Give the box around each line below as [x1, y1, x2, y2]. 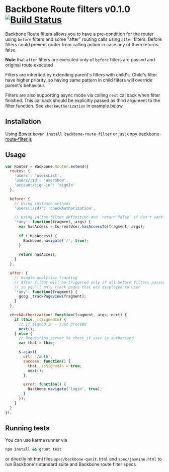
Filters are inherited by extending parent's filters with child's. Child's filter [5, 71, 157, 77]
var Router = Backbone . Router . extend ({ [5, 164, 89, 169]
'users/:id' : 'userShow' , [14, 178, 69, 183]
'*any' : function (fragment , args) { [14, 220, 92, 225]
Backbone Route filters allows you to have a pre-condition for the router [5, 31, 154, 37]
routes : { [10, 168, 30, 174]
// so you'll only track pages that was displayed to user [14, 285, 141, 290]
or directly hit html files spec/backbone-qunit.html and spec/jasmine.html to [5, 456, 162, 462]
